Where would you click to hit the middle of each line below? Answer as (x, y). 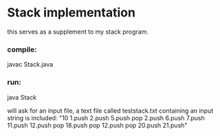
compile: (22, 49)
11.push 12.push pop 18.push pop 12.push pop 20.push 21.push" (97, 125)
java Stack (22, 97)
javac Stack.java (30, 65)
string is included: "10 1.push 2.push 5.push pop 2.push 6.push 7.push (106, 117)
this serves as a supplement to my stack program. (78, 32)
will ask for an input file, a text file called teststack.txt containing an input (110, 111)
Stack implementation (71, 13)
